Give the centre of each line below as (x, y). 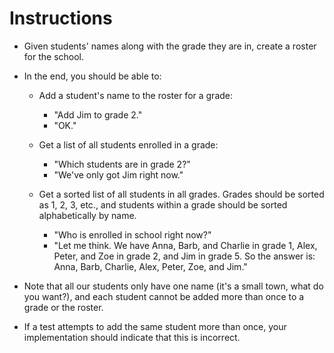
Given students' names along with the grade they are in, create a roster (170, 46)
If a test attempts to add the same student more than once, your (155, 326)
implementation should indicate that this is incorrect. (132, 337)
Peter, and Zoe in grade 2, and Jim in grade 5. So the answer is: (184, 256)
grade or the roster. (63, 307)
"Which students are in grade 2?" (122, 164)
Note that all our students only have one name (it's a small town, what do (173, 286)
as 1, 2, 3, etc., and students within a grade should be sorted (163, 204)
